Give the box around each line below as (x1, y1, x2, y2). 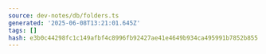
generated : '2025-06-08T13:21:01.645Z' (8, 19, 141, 27)
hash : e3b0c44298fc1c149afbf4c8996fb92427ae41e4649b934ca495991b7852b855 (8, 33, 259, 42)
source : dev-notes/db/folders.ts (8, 11, 119, 20)
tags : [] (8, 26, 37, 34)
